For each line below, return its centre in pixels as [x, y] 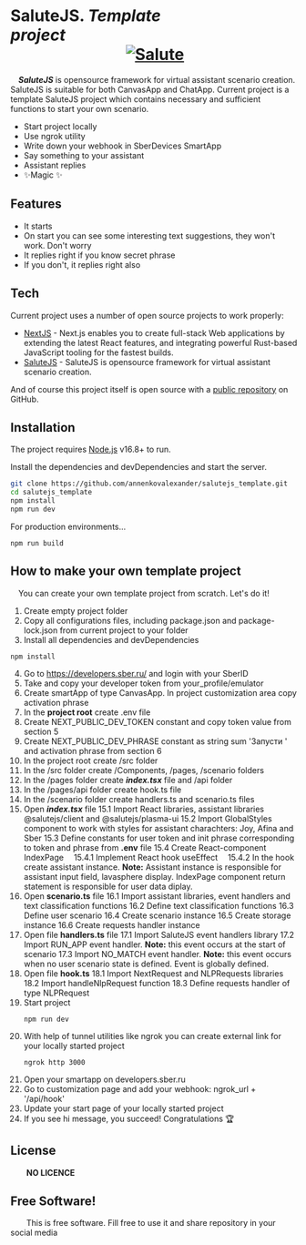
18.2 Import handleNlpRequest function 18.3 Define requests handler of [157, 983]
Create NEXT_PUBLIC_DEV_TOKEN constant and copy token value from [158, 721]
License [33, 1151]
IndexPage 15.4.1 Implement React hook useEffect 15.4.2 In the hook [159, 857]
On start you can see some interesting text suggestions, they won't [149, 235]
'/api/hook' [44, 1098]
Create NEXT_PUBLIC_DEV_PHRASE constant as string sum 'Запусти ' [155, 741]
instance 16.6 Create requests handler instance [112, 924]
